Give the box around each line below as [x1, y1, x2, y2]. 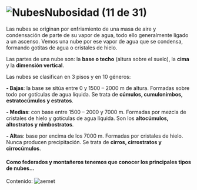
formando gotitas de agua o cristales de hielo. [6, 44, 118, 51]
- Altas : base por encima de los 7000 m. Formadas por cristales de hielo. [6, 132, 183, 139]
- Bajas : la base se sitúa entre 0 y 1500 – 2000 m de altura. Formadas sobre [6, 84, 190, 91]
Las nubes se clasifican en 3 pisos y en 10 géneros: [6, 73, 131, 80]
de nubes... [6, 165, 35, 172]
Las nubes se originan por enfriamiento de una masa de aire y [6, 25, 156, 32]
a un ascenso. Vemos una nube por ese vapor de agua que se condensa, [6, 38, 183, 45]
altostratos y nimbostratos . [6, 121, 74, 128]
